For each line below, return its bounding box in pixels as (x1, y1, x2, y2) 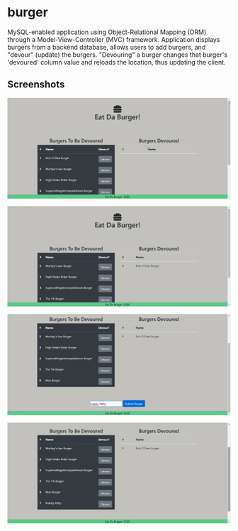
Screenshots (7, 79, 65, 91)
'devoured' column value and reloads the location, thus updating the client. (7, 58, 226, 66)
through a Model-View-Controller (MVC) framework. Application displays (7, 35, 220, 43)
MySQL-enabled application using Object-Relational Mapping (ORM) (7, 28, 207, 36)
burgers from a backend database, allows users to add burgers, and (7, 43, 206, 51)
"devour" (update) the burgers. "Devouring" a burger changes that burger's (7, 50, 228, 59)
